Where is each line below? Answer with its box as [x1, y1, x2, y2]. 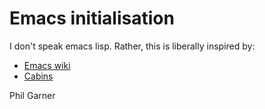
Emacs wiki [23, 59, 71, 71]
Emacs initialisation [9, 7, 175, 30]
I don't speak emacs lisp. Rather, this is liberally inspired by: [9, 40, 256, 52]
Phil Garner [9, 89, 56, 101]
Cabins [23, 70, 54, 82]
